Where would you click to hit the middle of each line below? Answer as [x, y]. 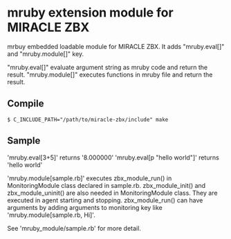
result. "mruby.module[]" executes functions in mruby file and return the [110, 75]
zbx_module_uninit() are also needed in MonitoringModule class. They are [112, 193]
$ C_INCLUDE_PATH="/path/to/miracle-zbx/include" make [88, 119]
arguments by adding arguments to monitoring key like [85, 207]
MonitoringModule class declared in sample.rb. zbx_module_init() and [107, 185]
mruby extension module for [91, 13]
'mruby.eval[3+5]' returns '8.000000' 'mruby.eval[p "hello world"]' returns [113, 157]
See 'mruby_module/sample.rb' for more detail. [74, 228]
